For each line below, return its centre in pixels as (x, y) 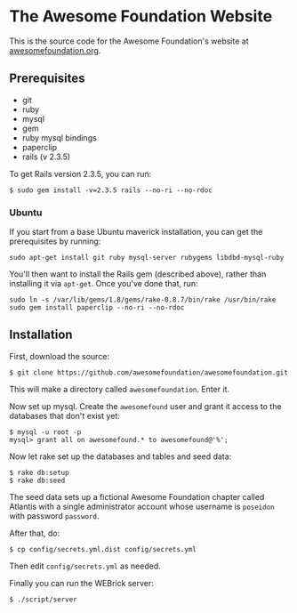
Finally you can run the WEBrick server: (81, 583)
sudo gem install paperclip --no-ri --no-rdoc (97, 308)
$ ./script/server (43, 599)
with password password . (54, 516)
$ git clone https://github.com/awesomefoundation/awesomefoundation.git (149, 372)
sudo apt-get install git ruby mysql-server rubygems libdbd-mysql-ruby (147, 258)
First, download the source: (59, 356)
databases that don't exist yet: (64, 415)
